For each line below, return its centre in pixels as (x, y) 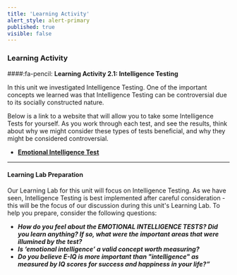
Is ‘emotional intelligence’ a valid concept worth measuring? (108, 249)
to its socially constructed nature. (56, 102)
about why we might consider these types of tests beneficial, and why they (116, 130)
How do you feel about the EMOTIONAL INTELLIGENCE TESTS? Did (118, 226)
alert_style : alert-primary (49, 20)
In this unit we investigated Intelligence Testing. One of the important (107, 87)
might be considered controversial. (58, 138)
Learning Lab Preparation (45, 175)
